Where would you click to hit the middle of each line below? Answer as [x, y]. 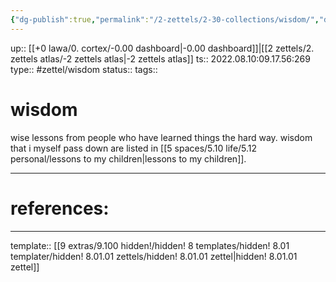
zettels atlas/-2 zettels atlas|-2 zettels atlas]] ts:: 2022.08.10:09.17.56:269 [160, 58]
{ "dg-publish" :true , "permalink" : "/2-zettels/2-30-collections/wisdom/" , [165, 19]
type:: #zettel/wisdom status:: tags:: [84, 69]
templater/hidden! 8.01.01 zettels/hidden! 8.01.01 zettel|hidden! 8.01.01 [154, 256]
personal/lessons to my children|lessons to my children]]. [128, 158]
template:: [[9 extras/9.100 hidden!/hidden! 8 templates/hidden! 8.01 [150, 245]
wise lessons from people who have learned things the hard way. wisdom [161, 137]
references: [60, 208]
